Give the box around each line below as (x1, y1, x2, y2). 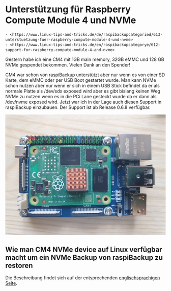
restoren (5, 261, 33, 270)
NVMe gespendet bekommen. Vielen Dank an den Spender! (5, 61, 131, 68)
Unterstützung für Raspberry (5, 4, 131, 15)
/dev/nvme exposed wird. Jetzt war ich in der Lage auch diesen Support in (5, 99, 162, 105)
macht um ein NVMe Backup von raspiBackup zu (5, 253, 163, 262)
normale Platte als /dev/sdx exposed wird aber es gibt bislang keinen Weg (5, 88, 160, 94)
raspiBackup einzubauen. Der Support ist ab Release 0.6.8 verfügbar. (5, 104, 151, 110)
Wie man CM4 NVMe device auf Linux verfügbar (5, 245, 162, 254)
